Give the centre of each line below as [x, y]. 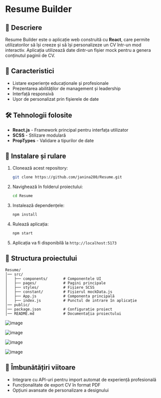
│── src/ [14, 274]
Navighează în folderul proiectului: [48, 187]
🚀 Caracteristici [30, 71]
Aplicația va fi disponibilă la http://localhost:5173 [65, 242]
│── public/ [17, 305]
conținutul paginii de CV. [30, 55]
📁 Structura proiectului [41, 259]
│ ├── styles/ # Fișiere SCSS [50, 287]
